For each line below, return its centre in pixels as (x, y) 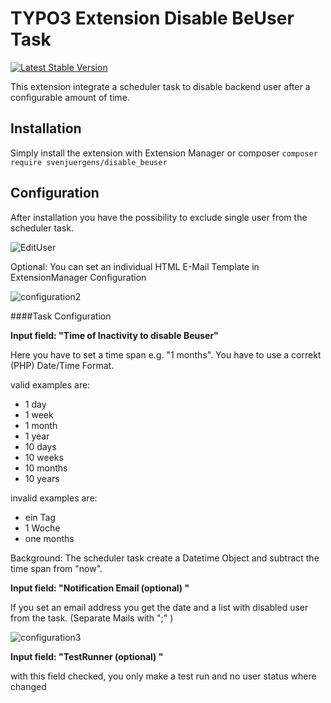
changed (28, 686)
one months (49, 538)
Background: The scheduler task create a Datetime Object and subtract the (165, 558)
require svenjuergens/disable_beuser (89, 162)
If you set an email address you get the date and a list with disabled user (159, 607)
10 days (40, 446)
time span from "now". (56, 568)
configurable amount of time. (70, 97)
